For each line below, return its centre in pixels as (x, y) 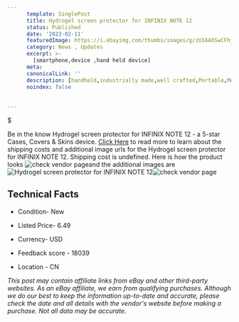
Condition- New (41, 212)
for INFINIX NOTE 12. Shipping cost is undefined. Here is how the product (115, 157)
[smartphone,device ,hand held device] (92, 61)
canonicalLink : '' (53, 73)
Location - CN (38, 266)
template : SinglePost (58, 14)
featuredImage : (49, 41)
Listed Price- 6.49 (44, 225)
